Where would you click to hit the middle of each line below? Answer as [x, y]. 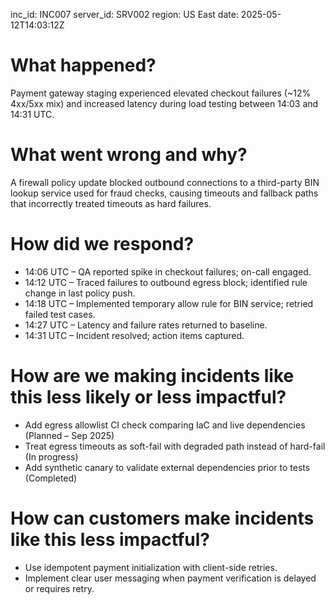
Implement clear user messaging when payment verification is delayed [170, 578]
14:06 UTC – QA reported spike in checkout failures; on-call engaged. [168, 271]
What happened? [83, 65]
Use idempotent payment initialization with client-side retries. [151, 567]
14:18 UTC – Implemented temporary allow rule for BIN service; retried [169, 303]
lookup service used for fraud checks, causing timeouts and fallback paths [164, 193]
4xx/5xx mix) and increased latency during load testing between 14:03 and [164, 103]
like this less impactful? [110, 539]
